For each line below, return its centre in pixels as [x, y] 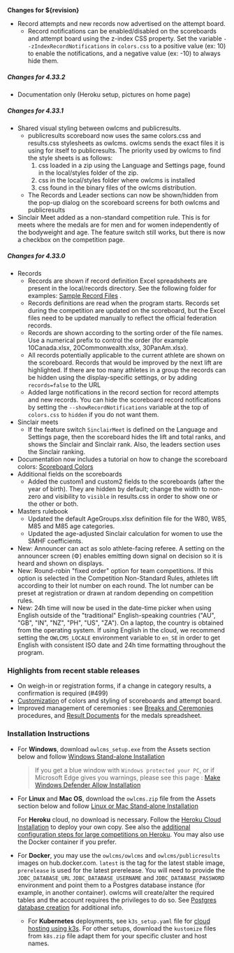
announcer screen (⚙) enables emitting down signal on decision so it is [120, 556]
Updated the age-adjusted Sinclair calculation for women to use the [125, 533]
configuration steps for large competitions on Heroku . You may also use [121, 834]
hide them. [43, 61]
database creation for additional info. [71, 907]
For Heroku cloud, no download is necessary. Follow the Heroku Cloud [119, 819]
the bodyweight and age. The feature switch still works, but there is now [121, 232]
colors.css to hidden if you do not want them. [93, 414]
